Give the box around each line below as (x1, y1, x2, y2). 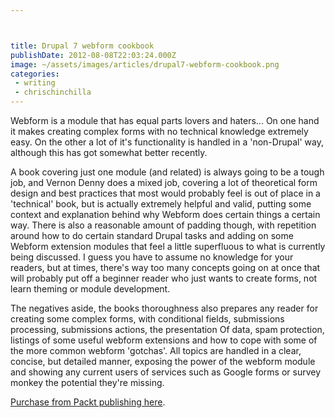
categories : (10, 69, 60, 79)
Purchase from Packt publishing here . (10, 396, 166, 408)
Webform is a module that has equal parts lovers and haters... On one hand (10, 115, 320, 126)
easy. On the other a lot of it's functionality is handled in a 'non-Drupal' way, (10, 136, 324, 148)
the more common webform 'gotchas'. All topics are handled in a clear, (10, 345, 302, 356)
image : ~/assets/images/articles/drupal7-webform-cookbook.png (10, 59, 280, 70)
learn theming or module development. (10, 283, 171, 295)
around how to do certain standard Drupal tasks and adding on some (10, 230, 294, 241)
